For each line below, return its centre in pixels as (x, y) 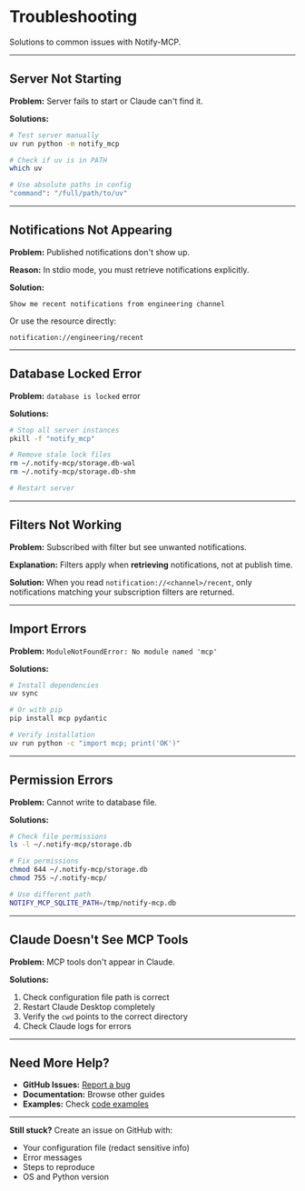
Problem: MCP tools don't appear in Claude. (92, 962)
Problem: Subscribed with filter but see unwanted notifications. (128, 546)
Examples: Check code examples (86, 1104)
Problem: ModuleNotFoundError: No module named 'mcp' (113, 651)
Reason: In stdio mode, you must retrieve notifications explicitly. (129, 269)
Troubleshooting (74, 17)
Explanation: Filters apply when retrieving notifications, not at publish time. (151, 565)
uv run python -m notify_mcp (64, 144)
